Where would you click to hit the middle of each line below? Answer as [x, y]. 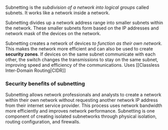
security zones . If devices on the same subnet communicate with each [80, 54]
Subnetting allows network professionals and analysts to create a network [83, 95]
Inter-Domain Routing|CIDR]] [36, 70]
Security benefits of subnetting [45, 84]
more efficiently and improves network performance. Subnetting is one [80, 111]
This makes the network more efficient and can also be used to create [79, 49]
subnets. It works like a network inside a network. [58, 13]
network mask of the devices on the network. [53, 33]
